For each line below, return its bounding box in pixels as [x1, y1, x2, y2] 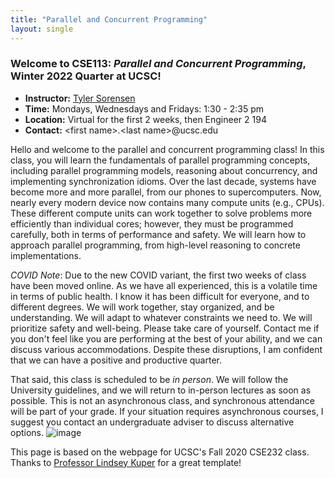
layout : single [10, 24, 74, 34]
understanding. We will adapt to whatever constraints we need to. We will [10, 311, 313, 323]
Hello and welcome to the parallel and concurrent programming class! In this [10, 143, 325, 155]
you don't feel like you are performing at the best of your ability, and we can [10, 332, 323, 345]
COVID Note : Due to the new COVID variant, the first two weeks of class [10, 269, 307, 281]
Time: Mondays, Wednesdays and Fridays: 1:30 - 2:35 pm [24, 102, 265, 115]
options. [10, 426, 45, 438]
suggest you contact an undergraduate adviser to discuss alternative [10, 416, 295, 428]
